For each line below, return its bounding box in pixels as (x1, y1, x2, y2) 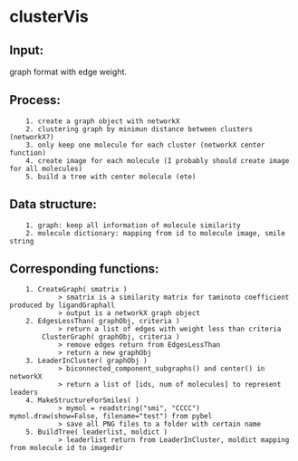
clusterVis (9, 6, 89, 27)
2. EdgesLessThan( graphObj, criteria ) (25, 317, 180, 326)
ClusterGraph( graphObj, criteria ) (42, 332, 180, 341)
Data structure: (9, 197, 98, 212)
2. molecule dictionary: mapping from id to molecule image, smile (25, 228, 285, 237)
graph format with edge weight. (9, 66, 128, 77)
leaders (9, 388, 39, 398)
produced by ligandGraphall (9, 301, 116, 310)
